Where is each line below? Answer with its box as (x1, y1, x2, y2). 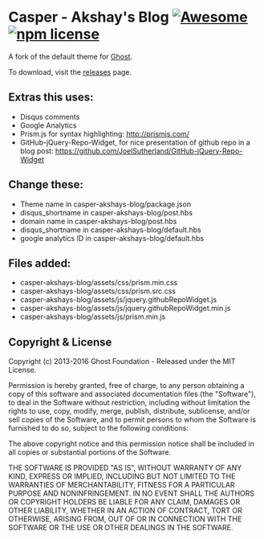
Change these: (8, 178, 84, 192)
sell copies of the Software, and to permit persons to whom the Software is (8, 414, 257, 425)
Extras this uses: (8, 91, 94, 104)
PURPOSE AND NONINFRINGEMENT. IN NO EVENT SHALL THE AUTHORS (8, 488, 255, 498)
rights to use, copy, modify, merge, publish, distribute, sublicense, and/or (8, 406, 250, 416)
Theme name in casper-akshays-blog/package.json (19, 199, 191, 209)
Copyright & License (8, 335, 112, 349)
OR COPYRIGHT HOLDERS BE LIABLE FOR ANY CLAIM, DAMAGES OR (8, 497, 241, 507)
